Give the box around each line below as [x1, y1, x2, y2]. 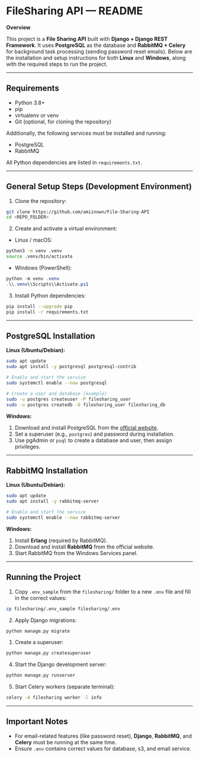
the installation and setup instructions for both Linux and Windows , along [6, 54, 186, 61]
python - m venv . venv [6, 276, 60, 282]
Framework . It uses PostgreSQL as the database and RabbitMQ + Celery [6, 42, 186, 49]
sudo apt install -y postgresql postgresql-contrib [6, 364, 136, 370]
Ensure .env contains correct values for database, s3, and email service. [14, 745, 191, 752]
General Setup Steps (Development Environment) [6, 182, 192, 192]
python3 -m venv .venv [6, 248, 62, 254]
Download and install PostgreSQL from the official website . [14, 424, 159, 431]
